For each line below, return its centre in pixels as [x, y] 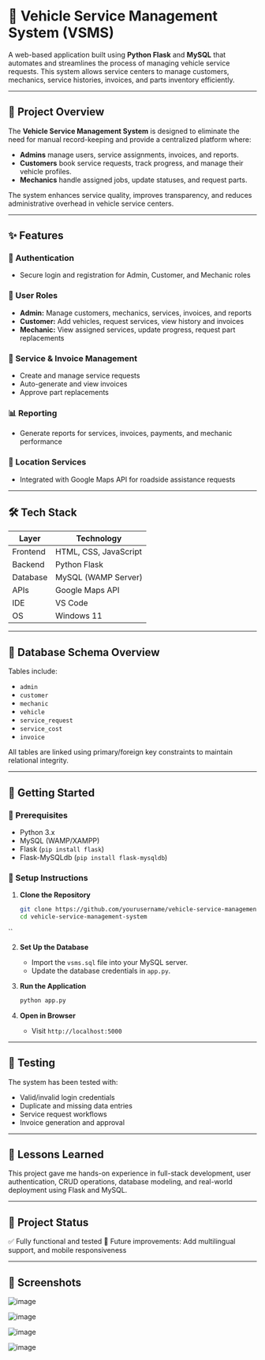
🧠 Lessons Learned [56, 1155]
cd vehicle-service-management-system [83, 917]
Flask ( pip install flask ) [62, 849]
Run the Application [53, 986]
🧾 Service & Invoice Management [73, 358]
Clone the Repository [55, 895]
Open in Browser [48, 1015]
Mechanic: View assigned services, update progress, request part [127, 330]
